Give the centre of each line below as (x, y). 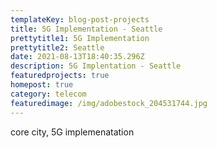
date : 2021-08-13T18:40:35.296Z (77, 57)
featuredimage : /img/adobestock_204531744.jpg (109, 103)
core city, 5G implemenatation (72, 132)
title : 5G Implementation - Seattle (86, 29)
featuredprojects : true (60, 76)
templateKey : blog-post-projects (80, 19)
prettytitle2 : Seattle (57, 47)
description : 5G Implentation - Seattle (96, 66)
